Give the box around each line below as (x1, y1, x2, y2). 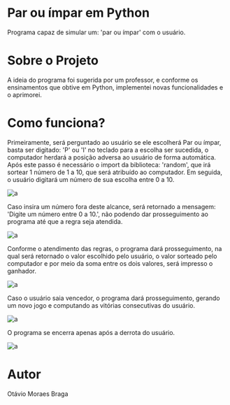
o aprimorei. (7, 90, 42, 99)
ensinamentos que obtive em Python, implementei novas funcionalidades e (7, 83, 224, 92)
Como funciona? (7, 115, 106, 131)
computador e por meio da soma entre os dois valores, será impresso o (7, 259, 213, 267)
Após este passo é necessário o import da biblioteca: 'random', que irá (7, 160, 211, 169)
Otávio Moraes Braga (7, 390, 69, 398)
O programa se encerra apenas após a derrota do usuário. (7, 328, 175, 336)
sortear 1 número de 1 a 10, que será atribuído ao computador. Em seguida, (7, 168, 222, 176)
